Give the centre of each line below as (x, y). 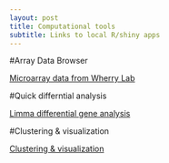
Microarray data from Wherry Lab (72, 78)
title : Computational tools (63, 26)
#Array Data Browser (49, 61)
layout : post (34, 18)
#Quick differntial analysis (58, 96)
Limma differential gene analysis (70, 114)
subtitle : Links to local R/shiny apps (85, 35)
